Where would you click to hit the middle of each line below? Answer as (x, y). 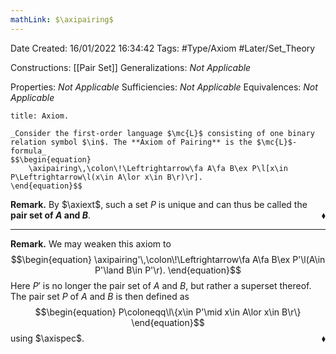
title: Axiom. (40, 116)
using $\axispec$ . (47, 338)
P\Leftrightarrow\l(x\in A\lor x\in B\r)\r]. (106, 177)
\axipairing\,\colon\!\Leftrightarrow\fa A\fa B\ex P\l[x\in (158, 168)
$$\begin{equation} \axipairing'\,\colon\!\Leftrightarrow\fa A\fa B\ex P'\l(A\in (168, 259)
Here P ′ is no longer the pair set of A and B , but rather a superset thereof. (161, 285)
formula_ (28, 151)
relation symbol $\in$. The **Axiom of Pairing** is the (131, 142)
